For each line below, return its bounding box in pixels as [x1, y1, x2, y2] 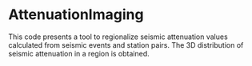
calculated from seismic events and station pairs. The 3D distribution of [8, 40, 244, 49]
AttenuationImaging [8, 6, 144, 24]
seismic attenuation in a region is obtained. [8, 49, 150, 58]
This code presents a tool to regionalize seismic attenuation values [8, 32, 228, 41]
